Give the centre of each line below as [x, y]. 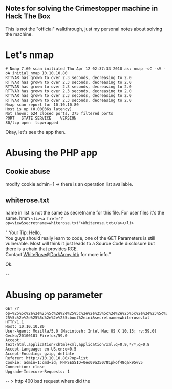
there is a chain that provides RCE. [42, 249]
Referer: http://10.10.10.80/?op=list [47, 358]
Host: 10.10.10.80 [25, 326]
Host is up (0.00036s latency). [40, 109]
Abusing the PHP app [51, 153]
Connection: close [25, 367]
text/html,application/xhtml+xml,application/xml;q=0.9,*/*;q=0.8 [78, 344]
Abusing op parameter [54, 295]
